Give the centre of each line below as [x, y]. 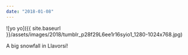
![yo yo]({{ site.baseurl [33, 28]
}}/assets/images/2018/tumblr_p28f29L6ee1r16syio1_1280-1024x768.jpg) [94, 34]
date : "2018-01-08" [30, 11]
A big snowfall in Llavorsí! [37, 46]
